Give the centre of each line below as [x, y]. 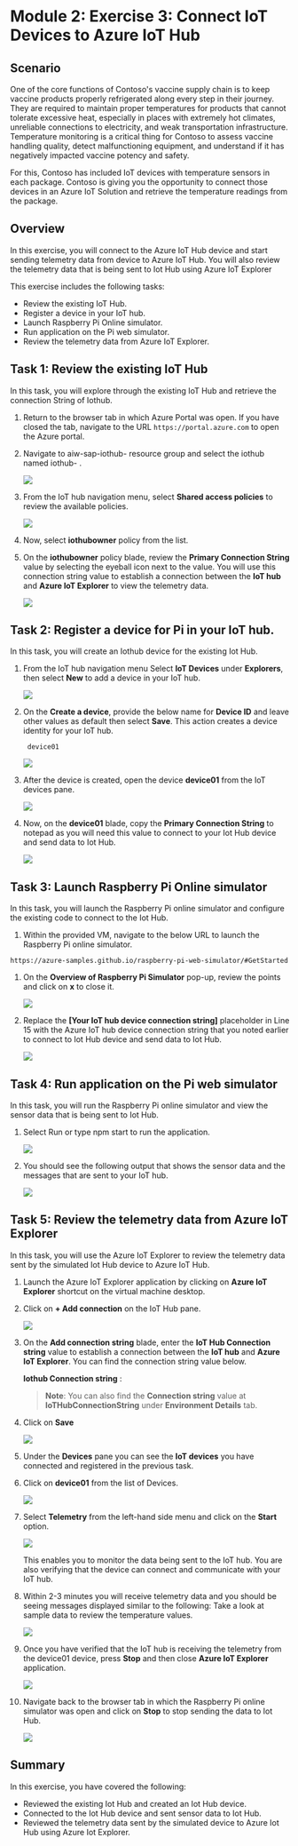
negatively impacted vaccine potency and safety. [100, 155]
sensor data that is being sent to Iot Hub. [84, 1115]
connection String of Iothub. [62, 400]
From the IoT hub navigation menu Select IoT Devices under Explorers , [153, 669]
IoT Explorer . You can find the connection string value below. [135, 1361]
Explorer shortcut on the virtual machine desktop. [114, 1291]
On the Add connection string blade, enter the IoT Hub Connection [147, 1342]
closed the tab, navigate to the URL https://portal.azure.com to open [151, 426]
